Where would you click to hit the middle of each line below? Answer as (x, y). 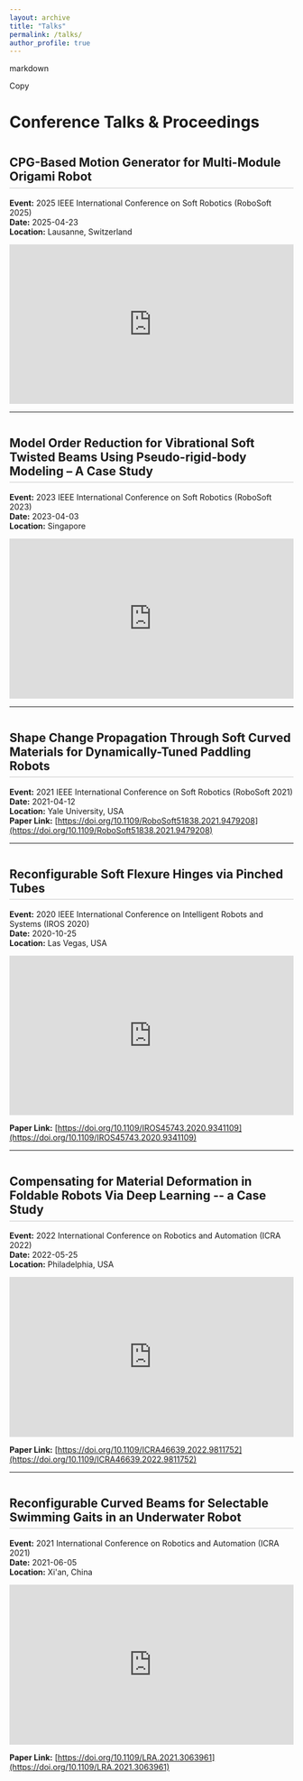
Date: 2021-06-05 (43, 1562)
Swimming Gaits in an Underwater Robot (125, 1517)
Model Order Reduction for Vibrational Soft (132, 443)
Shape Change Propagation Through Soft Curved (150, 737)
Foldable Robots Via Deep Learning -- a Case (138, 1196)
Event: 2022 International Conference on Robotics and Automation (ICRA (145, 1235)
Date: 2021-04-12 (42, 801)
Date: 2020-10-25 (43, 933)
